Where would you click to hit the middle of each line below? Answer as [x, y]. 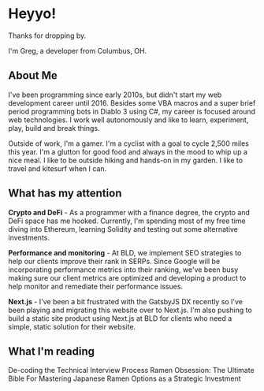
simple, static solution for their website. [72, 326]
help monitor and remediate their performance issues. [96, 286]
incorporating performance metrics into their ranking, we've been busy [123, 270]
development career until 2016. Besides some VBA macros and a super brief [132, 102]
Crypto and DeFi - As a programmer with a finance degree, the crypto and [129, 212]
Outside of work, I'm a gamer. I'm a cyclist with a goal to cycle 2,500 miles [129, 143]
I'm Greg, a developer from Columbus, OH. [78, 50]
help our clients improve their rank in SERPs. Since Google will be [114, 261]
